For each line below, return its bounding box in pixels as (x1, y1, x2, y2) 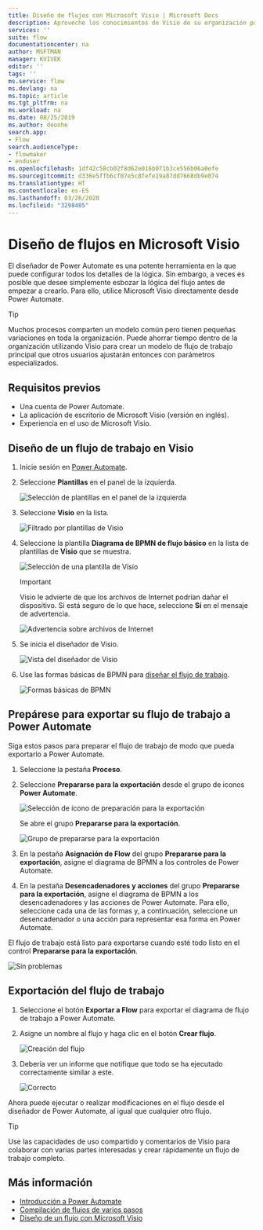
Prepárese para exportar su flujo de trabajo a (8, 708, 231, 721)
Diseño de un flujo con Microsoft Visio (19, 1214, 143, 1223)
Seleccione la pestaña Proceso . (19, 764, 123, 774)
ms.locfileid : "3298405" (8, 201, 89, 209)
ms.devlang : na (8, 84, 58, 93)
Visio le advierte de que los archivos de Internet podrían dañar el (19, 592, 229, 602)
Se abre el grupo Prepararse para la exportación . (19, 818, 181, 828)
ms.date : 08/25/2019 (8, 114, 76, 122)
